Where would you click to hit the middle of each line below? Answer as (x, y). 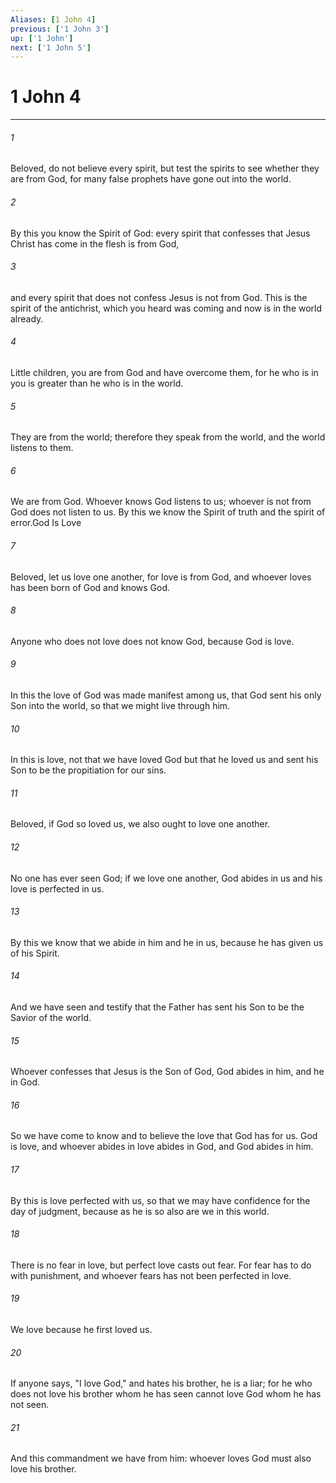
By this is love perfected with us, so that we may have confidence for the (160, 1200)
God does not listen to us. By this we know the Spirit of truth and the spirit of (168, 512)
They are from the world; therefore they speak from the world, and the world (168, 437)
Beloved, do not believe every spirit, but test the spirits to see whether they (165, 168)
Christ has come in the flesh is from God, (95, 243)
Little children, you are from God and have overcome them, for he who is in (164, 372)
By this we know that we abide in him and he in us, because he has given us (167, 942)
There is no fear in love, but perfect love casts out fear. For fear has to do (161, 1265)
